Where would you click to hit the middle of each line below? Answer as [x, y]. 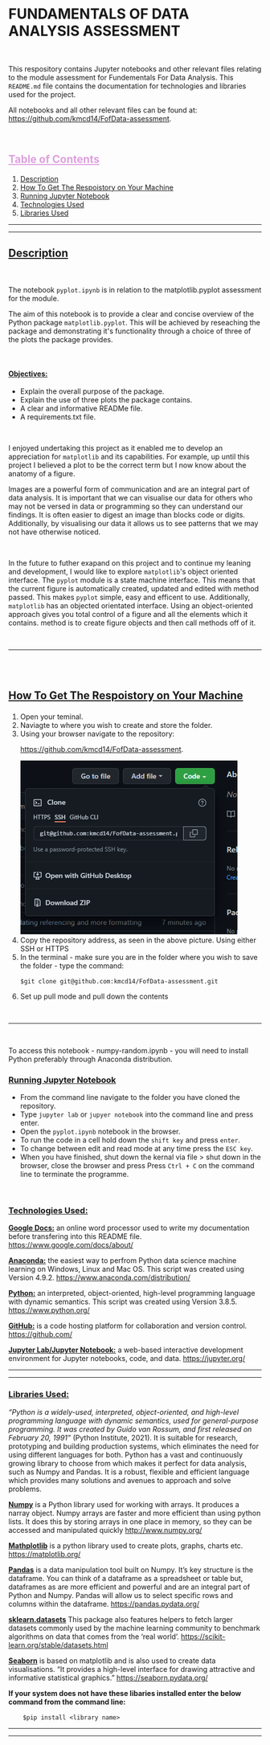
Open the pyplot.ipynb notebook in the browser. [100, 1132]
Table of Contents [54, 159]
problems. [25, 1489]
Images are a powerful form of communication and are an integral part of [129, 489]
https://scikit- [203, 1637]
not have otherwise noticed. [55, 532]
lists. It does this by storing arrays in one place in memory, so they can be [130, 1521]
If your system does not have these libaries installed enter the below [125, 1693]
